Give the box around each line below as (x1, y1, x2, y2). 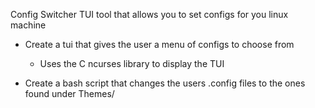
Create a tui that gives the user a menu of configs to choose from (24, 39, 295, 50)
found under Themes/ (24, 88, 115, 99)
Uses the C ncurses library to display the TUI (39, 58, 225, 69)
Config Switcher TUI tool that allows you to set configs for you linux (10, 9, 289, 20)
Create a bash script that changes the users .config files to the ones (24, 77, 306, 89)
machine (10, 19, 47, 31)
